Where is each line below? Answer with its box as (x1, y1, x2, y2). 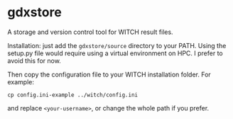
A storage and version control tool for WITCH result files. (7, 28, 173, 36)
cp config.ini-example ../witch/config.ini (7, 91, 139, 98)
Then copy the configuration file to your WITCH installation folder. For (7, 70, 211, 79)
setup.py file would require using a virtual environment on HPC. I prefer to (7, 49, 223, 57)
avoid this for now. (7, 56, 62, 64)
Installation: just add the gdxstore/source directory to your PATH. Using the (7, 41, 227, 50)
